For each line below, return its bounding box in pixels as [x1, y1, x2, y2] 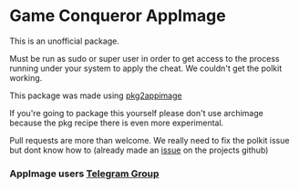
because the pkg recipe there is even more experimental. [9, 117, 224, 128]
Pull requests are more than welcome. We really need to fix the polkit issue [9, 134, 290, 145]
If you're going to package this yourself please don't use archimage [9, 107, 264, 118]
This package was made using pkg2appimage [9, 90, 182, 101]
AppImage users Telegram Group [9, 167, 160, 180]
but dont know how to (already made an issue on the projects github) [9, 144, 269, 155]
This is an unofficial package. [9, 35, 120, 46]
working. [9, 72, 43, 83]
